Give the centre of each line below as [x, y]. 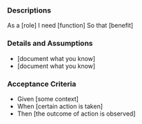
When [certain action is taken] [60, 106]
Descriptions [29, 10]
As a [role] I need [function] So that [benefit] [70, 26]
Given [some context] [48, 98]
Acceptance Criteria [42, 84]
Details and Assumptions [50, 44]
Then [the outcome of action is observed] [76, 114]
